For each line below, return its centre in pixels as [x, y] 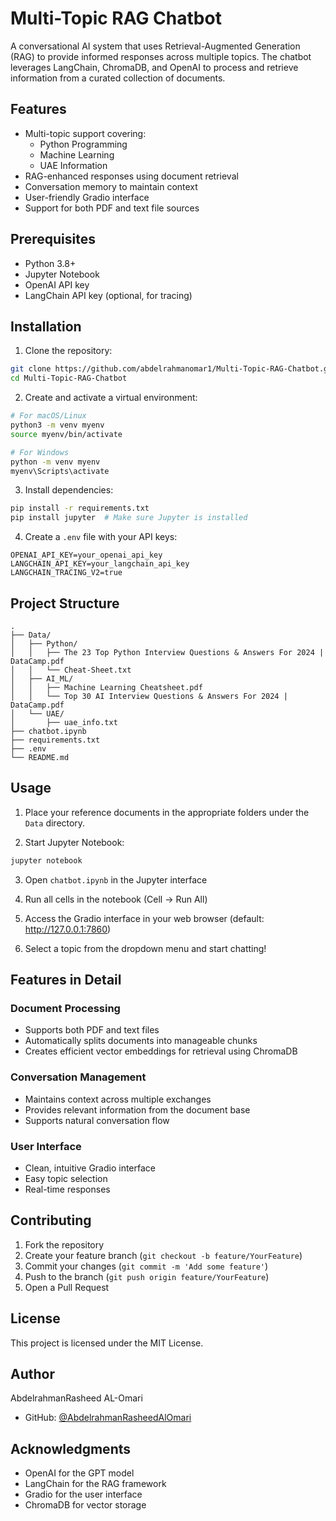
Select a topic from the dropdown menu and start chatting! [145, 948]
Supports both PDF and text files [92, 1030]
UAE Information [73, 165]
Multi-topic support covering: [85, 133]
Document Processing [65, 1008]
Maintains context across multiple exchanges [118, 1099]
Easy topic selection [66, 1178]
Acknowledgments [71, 1448]
